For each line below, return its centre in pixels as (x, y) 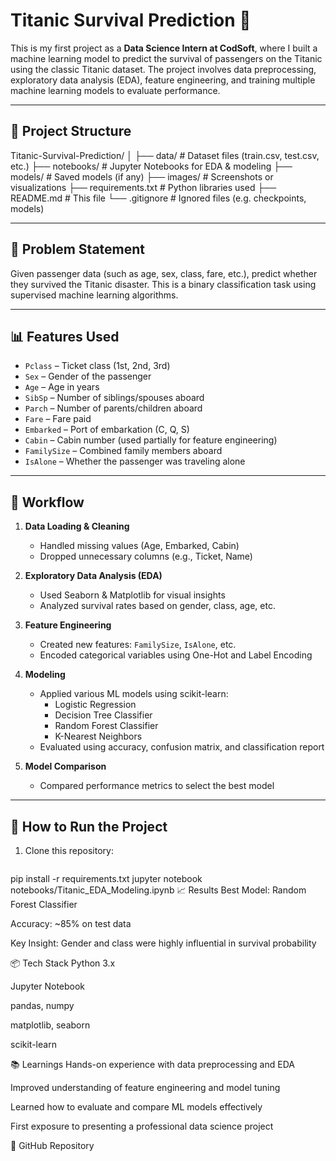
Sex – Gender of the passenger (88, 376)
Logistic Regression (95, 705)
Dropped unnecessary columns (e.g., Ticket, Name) (146, 556)
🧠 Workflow (47, 502)
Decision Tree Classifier (103, 715)
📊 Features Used (65, 336)
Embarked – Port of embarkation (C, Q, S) (107, 430)
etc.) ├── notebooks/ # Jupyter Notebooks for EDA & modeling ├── (151, 166)
